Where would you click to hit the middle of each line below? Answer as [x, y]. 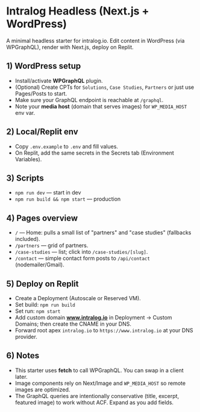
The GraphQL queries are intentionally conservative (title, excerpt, [97, 396]
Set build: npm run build [45, 304]
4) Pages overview [42, 218]
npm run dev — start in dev [48, 193]
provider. [26, 337]
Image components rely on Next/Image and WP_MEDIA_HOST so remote [100, 383]
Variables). [28, 159]
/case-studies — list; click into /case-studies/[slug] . [81, 252]
